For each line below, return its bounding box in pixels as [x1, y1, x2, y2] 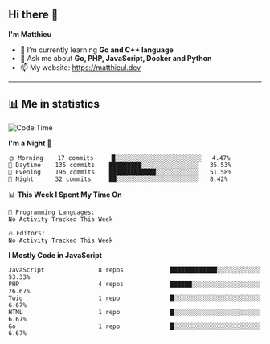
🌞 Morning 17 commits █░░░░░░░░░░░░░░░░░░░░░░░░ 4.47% [8, 154, 231, 162]
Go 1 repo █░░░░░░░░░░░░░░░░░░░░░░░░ [8, 322, 261, 330]
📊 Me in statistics [8, 97, 100, 111]
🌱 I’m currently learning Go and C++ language [19, 45, 174, 55]
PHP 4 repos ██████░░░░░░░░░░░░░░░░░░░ [8, 280, 261, 288]
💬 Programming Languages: [8, 208, 95, 216]
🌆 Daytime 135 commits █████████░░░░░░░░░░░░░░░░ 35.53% [8, 161, 231, 169]
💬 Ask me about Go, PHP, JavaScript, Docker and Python [19, 53, 212, 63]
